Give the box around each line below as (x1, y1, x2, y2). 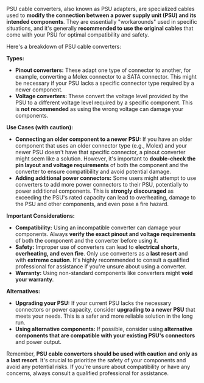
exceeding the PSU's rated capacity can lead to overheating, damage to (15, 194, 196, 201)
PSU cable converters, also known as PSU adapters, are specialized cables (6, 5, 195, 12)
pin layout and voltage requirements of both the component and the (15, 162, 189, 168)
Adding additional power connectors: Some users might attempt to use (15, 174, 197, 182)
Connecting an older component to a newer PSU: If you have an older (15, 135, 193, 143)
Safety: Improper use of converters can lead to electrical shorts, (15, 243, 180, 251)
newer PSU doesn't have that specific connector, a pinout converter (15, 149, 186, 156)
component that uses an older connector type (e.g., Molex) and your (15, 142, 188, 149)
